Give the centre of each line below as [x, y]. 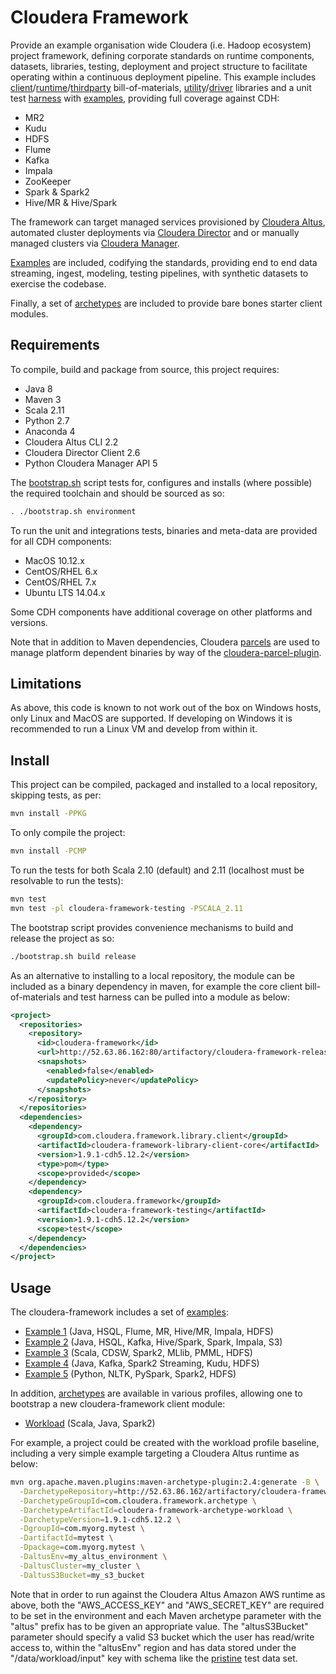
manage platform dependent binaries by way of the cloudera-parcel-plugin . [166, 652]
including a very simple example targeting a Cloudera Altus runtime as [155, 1453]
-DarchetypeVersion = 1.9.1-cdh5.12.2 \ [100, 1519]
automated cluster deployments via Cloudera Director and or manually [155, 232]
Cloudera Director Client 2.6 [82, 452]
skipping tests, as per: [56, 795]
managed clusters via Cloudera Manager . [95, 243]
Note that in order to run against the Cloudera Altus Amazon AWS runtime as [168, 1594]
